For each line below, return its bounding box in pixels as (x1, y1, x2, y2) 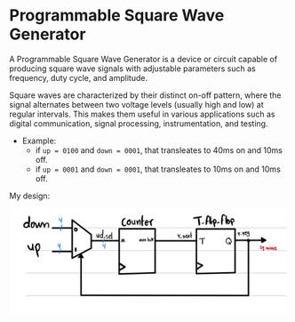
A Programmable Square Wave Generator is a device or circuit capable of (9, 53, 278, 64)
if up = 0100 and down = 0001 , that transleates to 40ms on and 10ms (35, 144, 283, 156)
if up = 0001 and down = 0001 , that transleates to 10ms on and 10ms (35, 164, 282, 174)
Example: (21, 135, 57, 146)
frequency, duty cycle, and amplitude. (9, 72, 148, 83)
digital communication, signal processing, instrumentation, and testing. (9, 117, 268, 129)
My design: (9, 190, 51, 201)
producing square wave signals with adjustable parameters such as (9, 63, 256, 74)
